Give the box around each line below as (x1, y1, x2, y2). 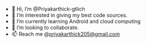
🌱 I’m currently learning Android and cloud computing (11, 18, 141, 24)
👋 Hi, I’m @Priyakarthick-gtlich (11, 6, 85, 12)
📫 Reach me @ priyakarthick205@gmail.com (11, 31, 120, 37)
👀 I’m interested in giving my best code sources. (11, 12, 128, 19)
